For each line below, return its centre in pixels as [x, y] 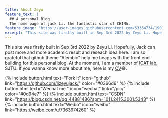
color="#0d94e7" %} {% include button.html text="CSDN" [65, 94]
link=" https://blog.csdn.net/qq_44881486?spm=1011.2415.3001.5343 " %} [80, 99]
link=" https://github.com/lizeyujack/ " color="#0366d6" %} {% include [77, 83]
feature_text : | [22, 14]
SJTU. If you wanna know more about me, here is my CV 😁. [66, 68]
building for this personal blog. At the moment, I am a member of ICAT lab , [82, 63]
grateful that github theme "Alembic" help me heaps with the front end [77, 58]
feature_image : [21, 28]
